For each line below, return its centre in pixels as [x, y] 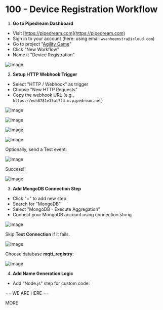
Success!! [16, 169]
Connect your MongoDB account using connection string [72, 214]
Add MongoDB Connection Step [47, 188]
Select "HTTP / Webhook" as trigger [50, 84]
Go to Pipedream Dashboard [43, 23]
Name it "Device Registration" [44, 55]
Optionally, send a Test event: [36, 149]
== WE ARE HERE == [27, 293]
